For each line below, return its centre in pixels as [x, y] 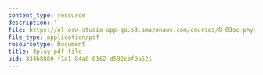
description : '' [34, 23]
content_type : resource [47, 15]
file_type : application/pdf [54, 37]
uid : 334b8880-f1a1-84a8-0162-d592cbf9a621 [80, 59]
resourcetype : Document [47, 45]
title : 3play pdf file [45, 52]
